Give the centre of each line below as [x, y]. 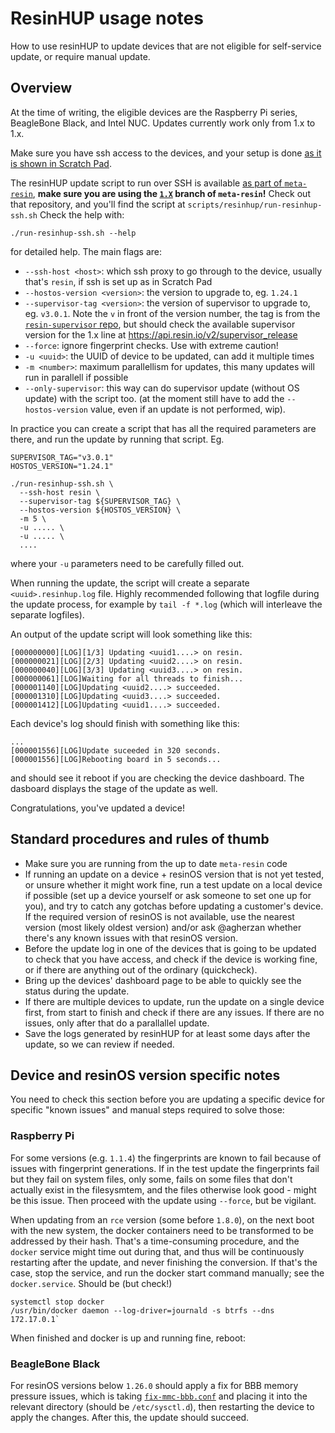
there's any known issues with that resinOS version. [131, 938]
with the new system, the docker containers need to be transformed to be [162, 1230]
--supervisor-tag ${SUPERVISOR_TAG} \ [100, 501]
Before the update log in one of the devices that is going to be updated [170, 948]
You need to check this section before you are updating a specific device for [168, 1099]
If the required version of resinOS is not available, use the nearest [159, 916]
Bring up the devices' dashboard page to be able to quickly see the [163, 980]
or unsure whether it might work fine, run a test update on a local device [173, 884]
